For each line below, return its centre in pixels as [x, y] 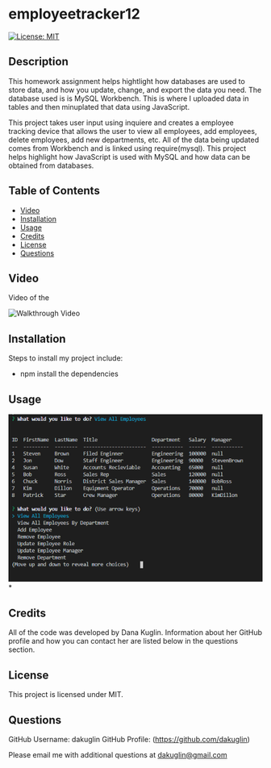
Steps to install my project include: [66, 358]
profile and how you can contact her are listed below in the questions [123, 641]
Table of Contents [54, 191]
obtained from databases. [51, 165]
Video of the [29, 298]
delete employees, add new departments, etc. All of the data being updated [134, 140]
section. [22, 649]
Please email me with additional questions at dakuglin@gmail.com [118, 754]
